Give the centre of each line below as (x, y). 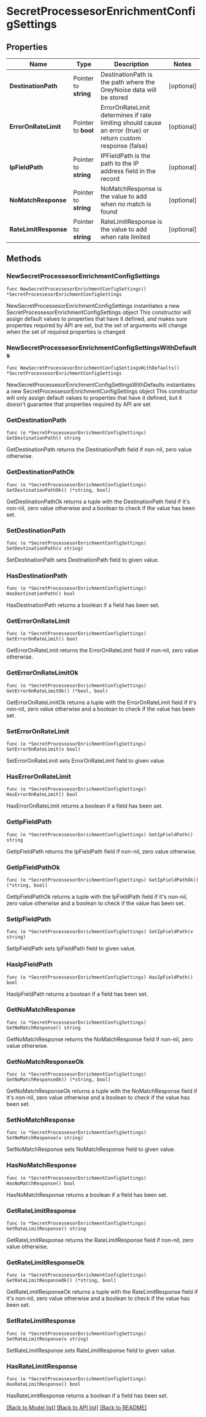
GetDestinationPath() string (44, 438)
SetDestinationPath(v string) (45, 548)
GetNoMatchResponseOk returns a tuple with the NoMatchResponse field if (102, 1091)
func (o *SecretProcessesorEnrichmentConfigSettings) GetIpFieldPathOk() (103, 880)
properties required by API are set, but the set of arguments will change (97, 325)
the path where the (128, 82)
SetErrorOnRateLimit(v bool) (44, 749)
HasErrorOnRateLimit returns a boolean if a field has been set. (85, 806)
